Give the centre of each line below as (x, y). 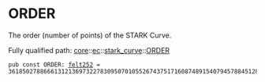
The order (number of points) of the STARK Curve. (90, 35)
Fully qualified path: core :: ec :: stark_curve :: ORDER (89, 50)
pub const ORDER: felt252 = (54, 64)
